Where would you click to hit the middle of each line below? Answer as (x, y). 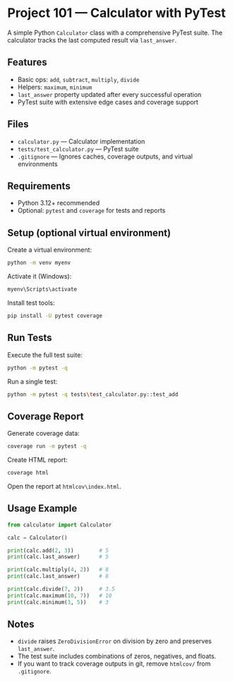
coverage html (28, 473)
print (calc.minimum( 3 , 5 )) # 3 (58, 602)
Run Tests (30, 338)
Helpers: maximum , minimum (55, 87)
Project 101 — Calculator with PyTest (116, 13)
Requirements (39, 186)
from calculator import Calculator (60, 525)
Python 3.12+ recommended (59, 203)
